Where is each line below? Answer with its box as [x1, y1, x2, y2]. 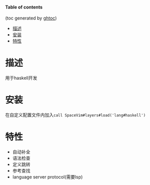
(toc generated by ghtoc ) [5, 15, 57, 21]
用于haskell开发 [5, 75, 38, 81]
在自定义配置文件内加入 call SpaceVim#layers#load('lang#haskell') [5, 112, 146, 118]
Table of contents [5, 4, 43, 10]
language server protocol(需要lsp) [12, 174, 83, 180]
